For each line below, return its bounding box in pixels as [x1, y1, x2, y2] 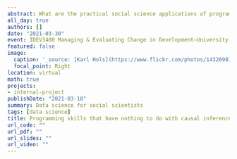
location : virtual [7, 69, 61, 76]
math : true [7, 75, 39, 83]
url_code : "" [7, 121, 46, 129]
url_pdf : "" [7, 128, 42, 135]
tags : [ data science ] [7, 108, 71, 115]
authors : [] [7, 23, 42, 30]
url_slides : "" [7, 134, 52, 141]
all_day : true [7, 17, 49, 24]
